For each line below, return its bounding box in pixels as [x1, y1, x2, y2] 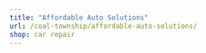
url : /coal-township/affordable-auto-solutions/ [9, 22, 198, 31]
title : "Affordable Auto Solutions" [9, 13, 149, 22]
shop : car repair [9, 30, 76, 39]
